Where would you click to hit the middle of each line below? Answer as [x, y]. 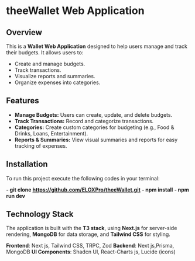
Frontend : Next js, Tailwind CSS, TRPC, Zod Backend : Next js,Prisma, [90, 246]
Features [23, 101]
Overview [24, 32]
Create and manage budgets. [50, 64]
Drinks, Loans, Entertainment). [51, 133]
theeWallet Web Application [75, 11]
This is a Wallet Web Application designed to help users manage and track [97, 46]
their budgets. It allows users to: [45, 53]
